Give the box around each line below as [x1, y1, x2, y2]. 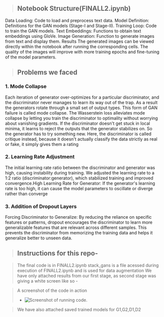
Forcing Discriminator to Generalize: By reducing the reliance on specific [5, 214, 152, 220]
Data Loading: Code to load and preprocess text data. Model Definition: [5, 17, 150, 23]
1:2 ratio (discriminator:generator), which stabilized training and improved [5, 175, 154, 181]
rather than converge [5, 191, 48, 197]
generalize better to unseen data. [5, 235, 73, 241]
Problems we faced [17, 68, 78, 77]
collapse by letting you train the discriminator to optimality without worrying [5, 115, 158, 121]
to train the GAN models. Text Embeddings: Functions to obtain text [5, 28, 141, 34]
